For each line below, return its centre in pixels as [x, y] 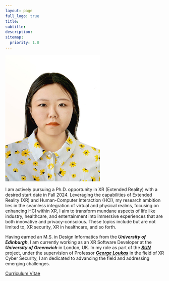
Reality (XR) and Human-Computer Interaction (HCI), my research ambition [83, 200]
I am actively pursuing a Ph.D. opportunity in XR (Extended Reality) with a [81, 189]
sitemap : [14, 37]
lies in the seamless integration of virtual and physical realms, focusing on [82, 205]
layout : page [19, 11]
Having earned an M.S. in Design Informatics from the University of [76, 237]
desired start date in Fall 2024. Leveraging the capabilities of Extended [79, 195]
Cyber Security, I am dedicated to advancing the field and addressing [77, 258]
